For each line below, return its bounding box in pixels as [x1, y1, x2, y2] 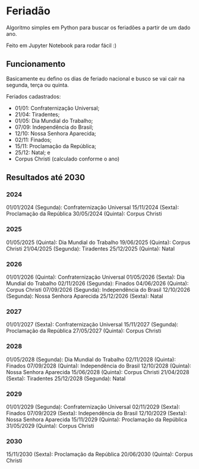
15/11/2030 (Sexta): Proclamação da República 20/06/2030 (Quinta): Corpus [6, 451, 193, 458]
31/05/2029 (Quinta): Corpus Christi [6, 422, 94, 429]
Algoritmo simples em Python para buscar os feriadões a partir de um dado [6, 24, 191, 31]
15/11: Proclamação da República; [14, 142, 97, 150]
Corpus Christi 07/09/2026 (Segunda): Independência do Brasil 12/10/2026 [6, 286, 191, 294]
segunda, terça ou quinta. [6, 81, 70, 88]
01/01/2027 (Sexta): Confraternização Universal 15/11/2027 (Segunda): [6, 321, 179, 328]
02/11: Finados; [14, 136, 52, 143]
